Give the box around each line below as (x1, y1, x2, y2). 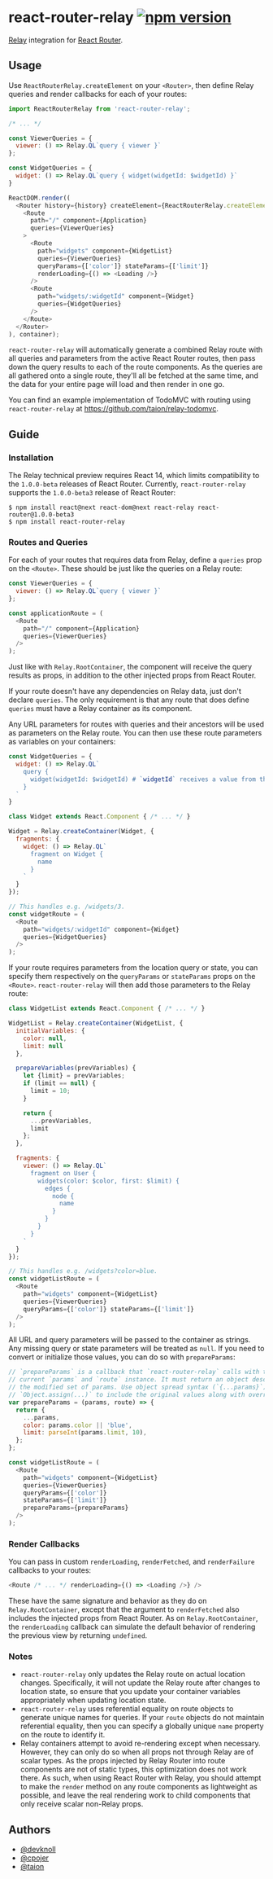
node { (51, 1192, 75, 1201)
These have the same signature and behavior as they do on (8, 1596, 207, 1606)
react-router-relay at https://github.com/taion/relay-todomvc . (8, 404, 219, 414)
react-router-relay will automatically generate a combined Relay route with (8, 345, 263, 354)
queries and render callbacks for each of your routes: (8, 89, 188, 99)
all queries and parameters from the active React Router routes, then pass (8, 353, 256, 363)
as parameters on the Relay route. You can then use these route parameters (8, 728, 262, 738)
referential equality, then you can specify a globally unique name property (19, 1721, 264, 1731)
